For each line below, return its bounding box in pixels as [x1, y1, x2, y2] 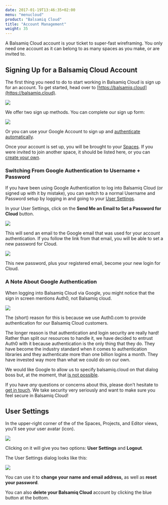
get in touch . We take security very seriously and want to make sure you [5, 387, 155, 393]
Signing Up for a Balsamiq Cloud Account [5, 65, 138, 74]
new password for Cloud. [5, 241, 58, 247]
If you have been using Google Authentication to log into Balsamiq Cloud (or [5, 185, 163, 191]
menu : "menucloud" [5, 12, 44, 17]
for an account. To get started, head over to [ [5, 84, 99, 90]
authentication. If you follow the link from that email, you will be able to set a [5, 236, 163, 242]
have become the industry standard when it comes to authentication [5, 345, 147, 352]
